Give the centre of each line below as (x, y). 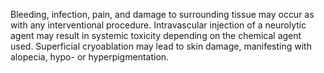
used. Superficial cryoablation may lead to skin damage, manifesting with (161, 46)
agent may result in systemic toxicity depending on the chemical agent (156, 35)
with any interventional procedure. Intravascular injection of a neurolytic (158, 25)
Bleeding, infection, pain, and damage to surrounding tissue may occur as (162, 14)
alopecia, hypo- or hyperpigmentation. (90, 57)
